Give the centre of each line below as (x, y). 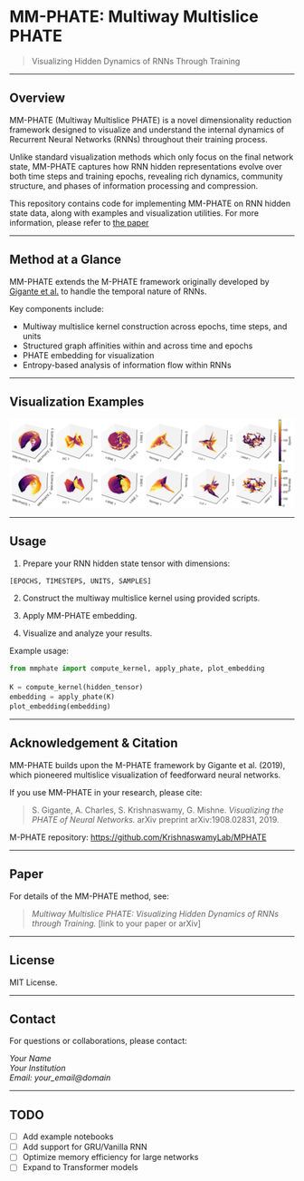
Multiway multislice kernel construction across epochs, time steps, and (155, 326)
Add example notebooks (68, 1137)
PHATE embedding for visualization (88, 355)
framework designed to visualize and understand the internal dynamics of (147, 130)
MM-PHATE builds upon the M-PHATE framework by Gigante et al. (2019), (147, 765)
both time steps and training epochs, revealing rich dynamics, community (146, 176)
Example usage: (39, 650)
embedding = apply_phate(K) (62, 697)
